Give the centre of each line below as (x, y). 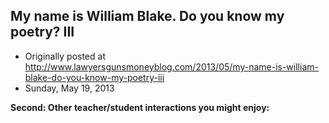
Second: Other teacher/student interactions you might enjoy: (140, 107)
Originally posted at (65, 56)
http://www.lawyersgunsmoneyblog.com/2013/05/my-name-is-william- (171, 66)
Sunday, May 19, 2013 (69, 88)
